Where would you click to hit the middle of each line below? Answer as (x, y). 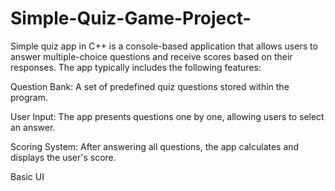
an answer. (33, 127)
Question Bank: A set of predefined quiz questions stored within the (150, 86)
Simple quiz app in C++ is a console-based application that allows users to (164, 46)
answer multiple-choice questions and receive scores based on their (151, 56)
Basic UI (27, 176)
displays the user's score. (63, 157)
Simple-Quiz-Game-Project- (131, 18)
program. (29, 97)
